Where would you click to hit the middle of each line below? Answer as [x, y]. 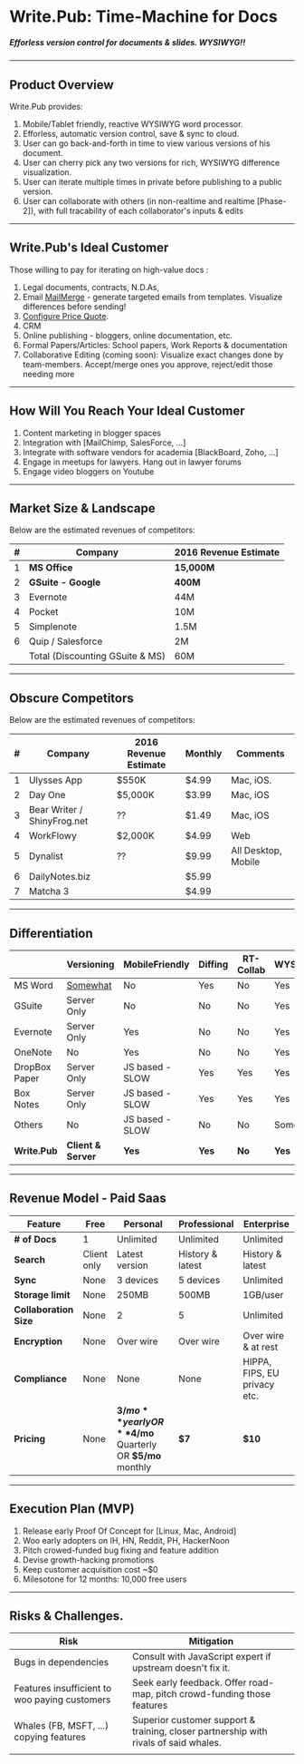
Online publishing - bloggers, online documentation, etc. [128, 335]
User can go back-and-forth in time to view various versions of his [146, 143]
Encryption [38, 1341]
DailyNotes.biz [60, 877]
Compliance [41, 1379]
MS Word [34, 986]
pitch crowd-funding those [213, 1694]
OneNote [33, 1052]
